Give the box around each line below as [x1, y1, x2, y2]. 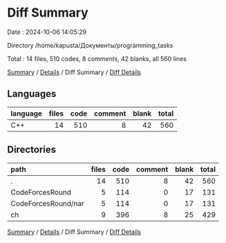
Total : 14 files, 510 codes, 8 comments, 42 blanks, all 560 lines [7, 54, 187, 63]
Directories [7, 144, 57, 156]
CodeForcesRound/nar [10, 199, 85, 208]
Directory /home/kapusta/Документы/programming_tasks [7, 41, 173, 49]
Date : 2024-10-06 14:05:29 [7, 28, 87, 36]
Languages [7, 88, 57, 100]
